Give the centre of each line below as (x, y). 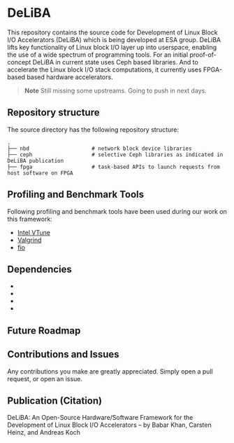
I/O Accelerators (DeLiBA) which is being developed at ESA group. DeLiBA (114, 39)
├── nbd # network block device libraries (100, 149)
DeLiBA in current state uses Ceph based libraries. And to (116, 62)
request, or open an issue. (45, 379)
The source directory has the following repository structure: (93, 129)
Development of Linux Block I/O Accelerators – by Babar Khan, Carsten (109, 425)
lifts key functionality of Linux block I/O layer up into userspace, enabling (112, 47)
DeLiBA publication (36, 161)
